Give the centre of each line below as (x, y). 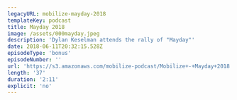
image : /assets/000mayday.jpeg (54, 33)
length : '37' (27, 73)
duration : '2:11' (33, 79)
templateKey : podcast (39, 20)
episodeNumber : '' (34, 60)
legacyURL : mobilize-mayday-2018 (57, 14)
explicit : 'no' (30, 86)
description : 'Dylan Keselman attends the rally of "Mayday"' (101, 40)
